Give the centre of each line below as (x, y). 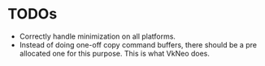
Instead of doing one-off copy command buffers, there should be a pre (138, 44)
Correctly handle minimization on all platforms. (98, 36)
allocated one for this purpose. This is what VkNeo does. (115, 53)
